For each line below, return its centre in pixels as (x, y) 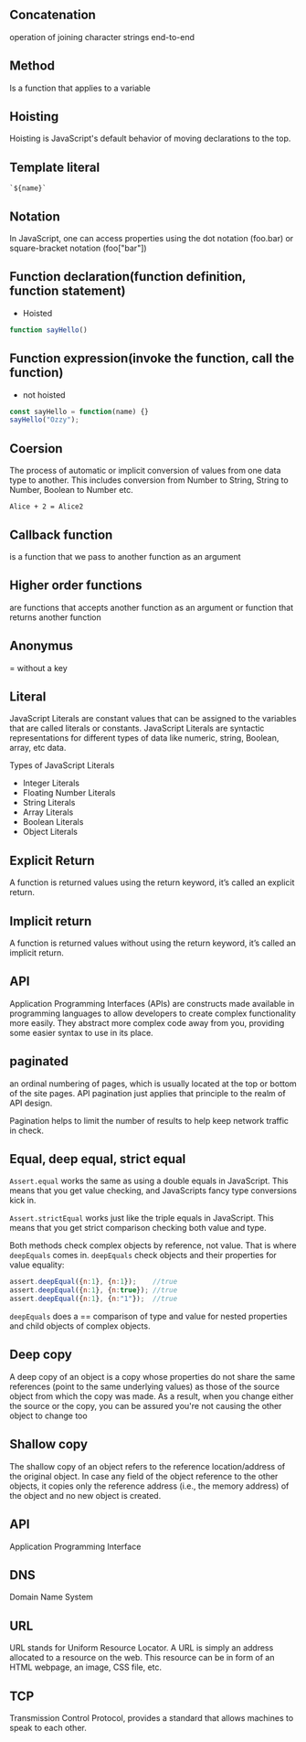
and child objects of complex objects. (80, 1326)
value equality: (37, 1265)
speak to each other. (48, 1727)
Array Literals (48, 812)
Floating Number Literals (69, 793)
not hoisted (44, 395)
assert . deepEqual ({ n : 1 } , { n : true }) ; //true (94, 1290)
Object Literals (50, 832)
